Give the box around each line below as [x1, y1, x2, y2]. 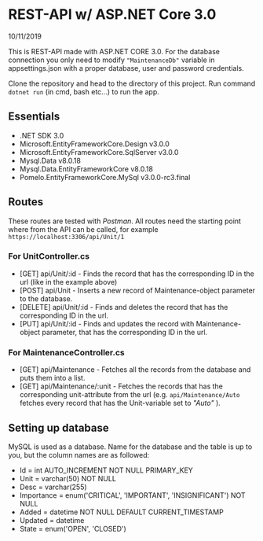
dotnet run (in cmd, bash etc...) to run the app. [8, 86, 159, 96]
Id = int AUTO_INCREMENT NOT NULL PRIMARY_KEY [19, 466, 194, 475]
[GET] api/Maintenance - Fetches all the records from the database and [19, 365, 251, 374]
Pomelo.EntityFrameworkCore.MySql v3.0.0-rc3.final [19, 172, 191, 182]
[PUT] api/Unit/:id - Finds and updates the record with [19, 318, 195, 328]
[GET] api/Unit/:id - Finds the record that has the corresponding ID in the [19, 269, 255, 278]
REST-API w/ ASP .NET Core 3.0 [8, 6, 217, 24]
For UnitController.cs [8, 251, 90, 262]
